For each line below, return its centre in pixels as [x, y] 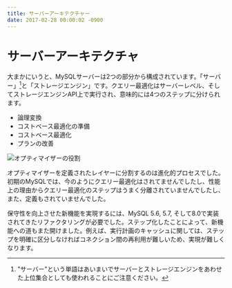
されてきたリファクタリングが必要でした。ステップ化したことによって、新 [112, 222]
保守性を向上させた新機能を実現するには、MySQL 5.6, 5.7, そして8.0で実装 [113, 213]
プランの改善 [35, 144]
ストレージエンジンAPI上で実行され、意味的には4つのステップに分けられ [117, 95]
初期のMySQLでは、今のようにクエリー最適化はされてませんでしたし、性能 [114, 182]
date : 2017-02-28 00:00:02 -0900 [55, 20]
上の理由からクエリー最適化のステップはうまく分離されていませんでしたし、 [116, 190]
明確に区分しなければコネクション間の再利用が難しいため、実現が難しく [122, 240]
